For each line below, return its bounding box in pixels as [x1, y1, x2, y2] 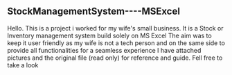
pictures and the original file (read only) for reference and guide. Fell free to [7, 53, 223, 62]
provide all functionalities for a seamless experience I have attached [7, 46, 202, 54]
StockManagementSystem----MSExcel [7, 6, 180, 17]
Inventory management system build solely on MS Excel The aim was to [7, 31, 213, 40]
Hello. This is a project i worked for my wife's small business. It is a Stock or [7, 24, 224, 32]
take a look [7, 60, 39, 69]
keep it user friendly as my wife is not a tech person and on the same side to [7, 38, 225, 47]
